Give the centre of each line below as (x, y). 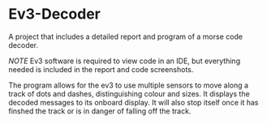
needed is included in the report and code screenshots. (101, 69)
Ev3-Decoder (55, 14)
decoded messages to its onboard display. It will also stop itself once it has (133, 102)
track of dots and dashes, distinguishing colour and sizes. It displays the (129, 93)
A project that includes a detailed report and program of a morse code (126, 36)
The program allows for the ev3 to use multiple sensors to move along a (129, 85)
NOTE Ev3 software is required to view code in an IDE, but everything (125, 61)
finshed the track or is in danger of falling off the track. (100, 111)
